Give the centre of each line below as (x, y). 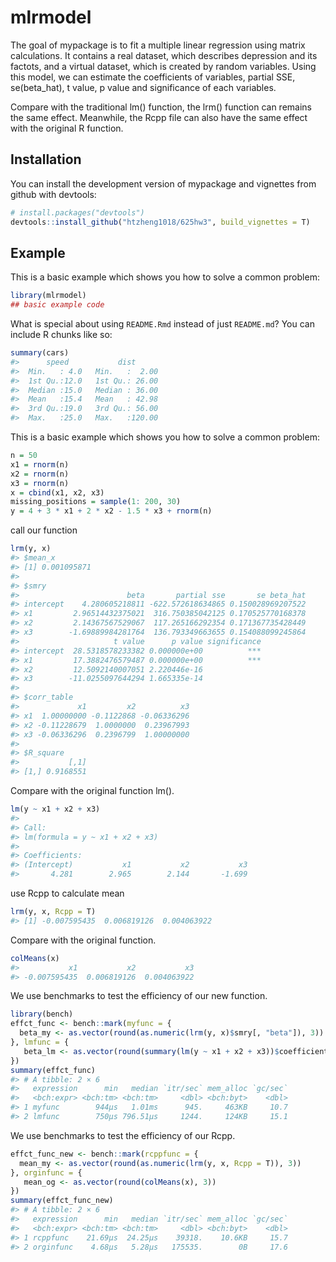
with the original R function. (67, 128)
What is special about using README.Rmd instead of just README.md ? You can (162, 324)
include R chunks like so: (61, 335)
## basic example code (57, 305)
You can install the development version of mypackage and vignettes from (163, 183)
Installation (46, 159)
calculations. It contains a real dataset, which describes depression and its (164, 55)
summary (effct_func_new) (62, 1201)
